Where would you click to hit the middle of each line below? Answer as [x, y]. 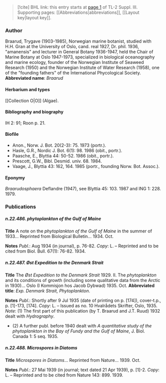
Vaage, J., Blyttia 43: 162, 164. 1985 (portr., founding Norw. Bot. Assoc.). [86, 166]
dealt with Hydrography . [30, 316]
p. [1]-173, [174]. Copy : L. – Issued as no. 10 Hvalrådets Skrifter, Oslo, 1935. [81, 305]
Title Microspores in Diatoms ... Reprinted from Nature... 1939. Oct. [73, 360]
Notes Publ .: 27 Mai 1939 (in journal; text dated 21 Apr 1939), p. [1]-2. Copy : [82, 370]
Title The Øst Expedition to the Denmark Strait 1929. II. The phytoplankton [81, 275]
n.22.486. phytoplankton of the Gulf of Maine [53, 219]
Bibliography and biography [34, 112]
